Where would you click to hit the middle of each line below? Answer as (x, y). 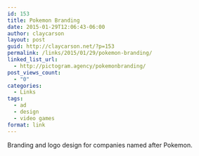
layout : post (26, 40)
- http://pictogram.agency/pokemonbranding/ (80, 66)
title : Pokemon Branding (44, 20)
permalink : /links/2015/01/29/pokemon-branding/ (80, 53)
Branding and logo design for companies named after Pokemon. (100, 145)
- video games (34, 118)
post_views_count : (34, 72)
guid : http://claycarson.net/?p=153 (61, 46)
